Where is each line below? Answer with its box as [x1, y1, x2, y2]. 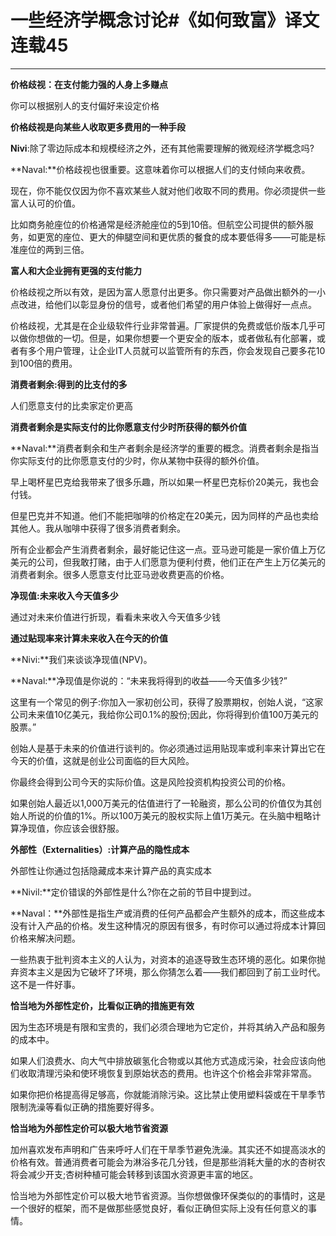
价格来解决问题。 [10, 932, 81, 944]
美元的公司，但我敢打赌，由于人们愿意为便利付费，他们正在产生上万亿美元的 [10, 556, 326, 568]
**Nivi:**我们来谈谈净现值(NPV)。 [10, 653, 153, 665]
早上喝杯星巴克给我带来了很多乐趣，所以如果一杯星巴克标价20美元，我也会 [10, 476, 320, 488]
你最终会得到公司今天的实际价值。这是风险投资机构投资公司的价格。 [10, 776, 291, 788]
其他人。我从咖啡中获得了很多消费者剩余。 [10, 522, 186, 534]
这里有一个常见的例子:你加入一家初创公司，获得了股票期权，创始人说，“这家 [10, 696, 324, 708]
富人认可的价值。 [10, 197, 81, 209]
